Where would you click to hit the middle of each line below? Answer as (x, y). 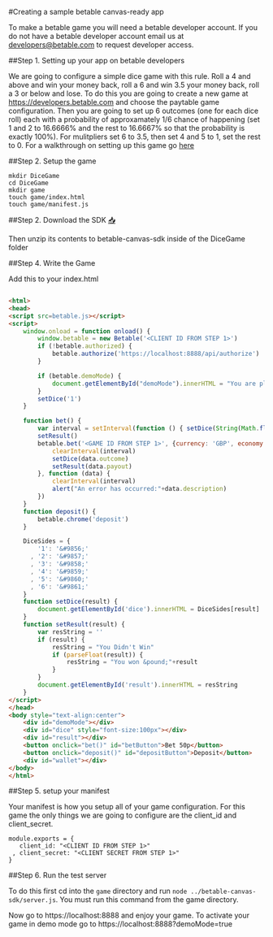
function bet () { (52, 421)
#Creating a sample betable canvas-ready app (86, 12)
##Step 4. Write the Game (52, 263)
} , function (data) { (74, 474)
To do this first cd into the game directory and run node (98, 891)
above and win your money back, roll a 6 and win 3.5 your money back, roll (134, 85)
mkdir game (27, 190)
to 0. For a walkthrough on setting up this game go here (102, 145)
